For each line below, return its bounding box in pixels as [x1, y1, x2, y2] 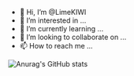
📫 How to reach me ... [19, 42, 93, 50]
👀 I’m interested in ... [19, 16, 87, 25]
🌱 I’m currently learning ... [19, 24, 104, 33]
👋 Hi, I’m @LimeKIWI [19, 8, 87, 16]
